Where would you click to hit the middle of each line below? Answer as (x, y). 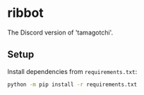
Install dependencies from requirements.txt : (72, 71)
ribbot (25, 13)
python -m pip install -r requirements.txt (72, 84)
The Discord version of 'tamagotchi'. (60, 32)
